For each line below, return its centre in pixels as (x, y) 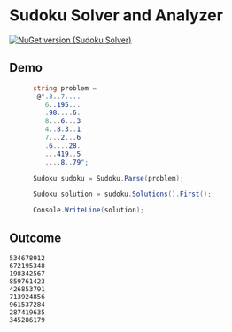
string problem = (65, 88)
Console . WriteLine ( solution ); (88, 210)
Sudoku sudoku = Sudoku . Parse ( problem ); (108, 178)
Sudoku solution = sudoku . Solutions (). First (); (122, 194)
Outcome (35, 238)
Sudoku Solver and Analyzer (116, 15)
